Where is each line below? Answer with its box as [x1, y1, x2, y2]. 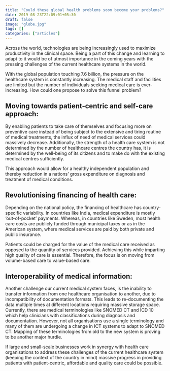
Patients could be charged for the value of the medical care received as [5, 241, 155, 247]
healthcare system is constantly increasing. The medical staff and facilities [5, 77, 161, 82]
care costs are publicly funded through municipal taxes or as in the [5, 220, 145, 226]
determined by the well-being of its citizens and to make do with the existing [5, 150, 165, 156]
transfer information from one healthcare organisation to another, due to [5, 291, 156, 297]
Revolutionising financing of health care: [5, 191, 137, 199]
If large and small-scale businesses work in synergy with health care [5, 344, 149, 350]
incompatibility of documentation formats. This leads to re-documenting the [5, 296, 164, 302]
